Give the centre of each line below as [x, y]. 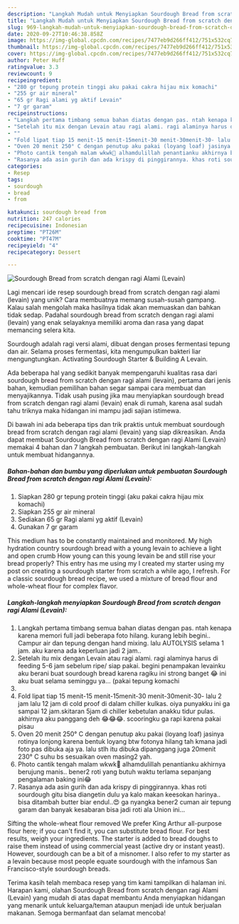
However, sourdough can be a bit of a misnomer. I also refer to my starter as [119, 854]
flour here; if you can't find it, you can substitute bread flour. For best [108, 831]
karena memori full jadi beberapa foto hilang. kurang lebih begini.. [114, 635]
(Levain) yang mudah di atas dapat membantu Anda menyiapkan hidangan [116, 898]
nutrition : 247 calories [44, 219]
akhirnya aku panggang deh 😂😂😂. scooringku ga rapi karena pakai [119, 719]
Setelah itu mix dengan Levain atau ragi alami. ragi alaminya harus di [118, 658]
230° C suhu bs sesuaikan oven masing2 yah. [85, 757]
